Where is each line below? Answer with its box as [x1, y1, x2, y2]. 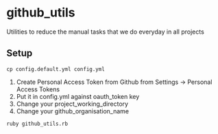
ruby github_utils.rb [6, 120, 69, 127]
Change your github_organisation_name [16, 107, 130, 115]
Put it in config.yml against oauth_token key [16, 92, 140, 100]
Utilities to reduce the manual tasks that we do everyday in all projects [6, 27, 205, 36]
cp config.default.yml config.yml [6, 65, 106, 73]
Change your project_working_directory [16, 100, 128, 108]
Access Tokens [16, 85, 60, 93]
